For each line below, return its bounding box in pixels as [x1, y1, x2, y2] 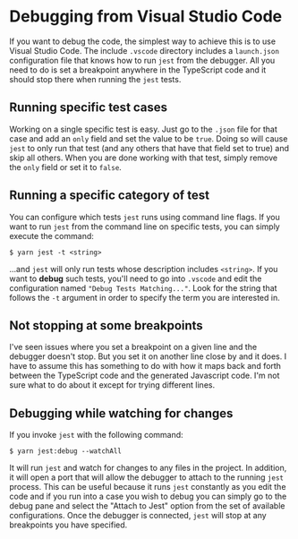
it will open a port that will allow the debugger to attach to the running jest [9, 472, 285, 483]
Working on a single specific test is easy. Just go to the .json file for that [9, 124, 277, 134]
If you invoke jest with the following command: [9, 430, 183, 441]
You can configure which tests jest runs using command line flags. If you [9, 211, 280, 222]
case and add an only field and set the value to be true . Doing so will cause [9, 133, 288, 144]
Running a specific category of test [9, 188, 210, 203]
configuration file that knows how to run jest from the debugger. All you [9, 55, 276, 65]
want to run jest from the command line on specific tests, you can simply [9, 221, 280, 232]
